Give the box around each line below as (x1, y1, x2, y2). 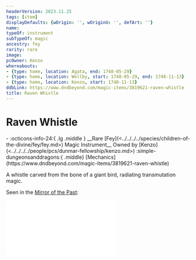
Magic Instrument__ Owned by (64, 141, 138, 148)
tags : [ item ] (6, 14, 38, 20)
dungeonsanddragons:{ (6, 153, 63, 160)
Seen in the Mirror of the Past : (6, 189, 79, 196)
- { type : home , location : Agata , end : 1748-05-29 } (6, 69, 132, 74)
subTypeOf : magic (6, 36, 49, 42)
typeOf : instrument (6, 30, 54, 36)
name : (6, 25, 19, 31)
